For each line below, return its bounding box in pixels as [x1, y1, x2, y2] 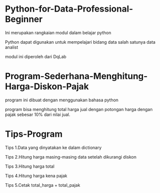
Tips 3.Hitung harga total [5, 163, 55, 169]
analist [5, 44, 18, 50]
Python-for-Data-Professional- [5, 3, 133, 15]
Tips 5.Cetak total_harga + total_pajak [5, 182, 80, 188]
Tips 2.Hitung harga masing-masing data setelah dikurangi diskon [5, 154, 137, 160]
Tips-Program [5, 129, 63, 140]
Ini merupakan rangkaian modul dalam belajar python [5, 30, 112, 35]
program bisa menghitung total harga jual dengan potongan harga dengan [5, 106, 153, 112]
